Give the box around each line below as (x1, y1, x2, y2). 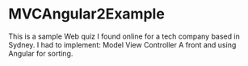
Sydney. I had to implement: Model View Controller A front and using (8, 39, 237, 49)
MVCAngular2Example (8, 5, 166, 23)
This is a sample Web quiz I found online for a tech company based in (8, 31, 240, 41)
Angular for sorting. (8, 48, 74, 58)
